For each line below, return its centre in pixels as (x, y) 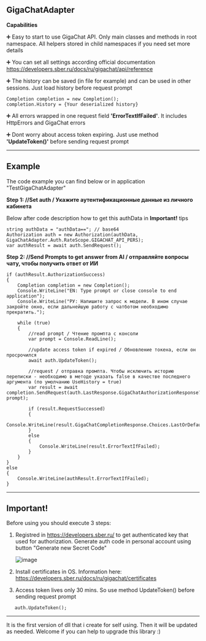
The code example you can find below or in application (76, 181)
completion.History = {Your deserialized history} (72, 104)
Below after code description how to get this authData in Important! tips (97, 218)
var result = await (53, 387)
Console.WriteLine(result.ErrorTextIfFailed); (100, 446)
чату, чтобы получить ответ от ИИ (52, 263)
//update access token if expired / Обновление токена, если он (112, 350)
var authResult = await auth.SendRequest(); (64, 245)
